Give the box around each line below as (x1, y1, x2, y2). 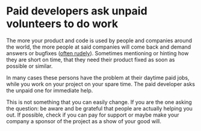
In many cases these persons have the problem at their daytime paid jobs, (6, 74, 190, 81)
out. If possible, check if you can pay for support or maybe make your (6, 111, 179, 118)
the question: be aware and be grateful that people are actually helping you (6, 105, 193, 112)
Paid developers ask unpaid (6, 4, 147, 18)
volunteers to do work (6, 17, 119, 31)
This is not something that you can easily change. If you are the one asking (6, 98, 193, 106)
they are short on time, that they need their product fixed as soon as (6, 56, 175, 63)
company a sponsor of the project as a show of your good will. (6, 117, 161, 124)
